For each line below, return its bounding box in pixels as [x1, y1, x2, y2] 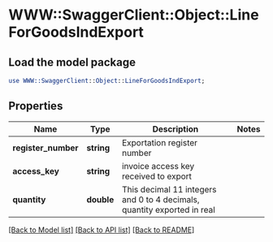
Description [152, 123, 199, 135]
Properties [8, 99, 63, 113]
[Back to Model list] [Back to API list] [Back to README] [8, 225, 195, 235]
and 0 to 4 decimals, [121, 193, 201, 205]
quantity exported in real [121, 204, 215, 215]
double [86, 193, 115, 205]
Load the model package [8, 55, 136, 69]
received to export [121, 171, 193, 182]
